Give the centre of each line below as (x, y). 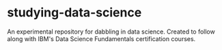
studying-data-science (74, 13)
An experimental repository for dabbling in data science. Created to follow (111, 32)
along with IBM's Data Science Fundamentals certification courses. (101, 38)
